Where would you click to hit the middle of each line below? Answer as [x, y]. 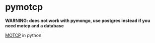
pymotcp [24, 7]
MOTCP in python [23, 35]
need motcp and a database [35, 25]
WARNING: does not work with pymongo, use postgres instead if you [78, 21]
